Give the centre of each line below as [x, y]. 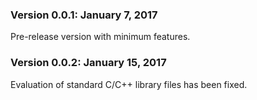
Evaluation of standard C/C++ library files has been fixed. [129, 84]
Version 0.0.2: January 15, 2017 [88, 63]
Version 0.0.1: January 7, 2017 [84, 15]
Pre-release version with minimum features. [100, 37]
